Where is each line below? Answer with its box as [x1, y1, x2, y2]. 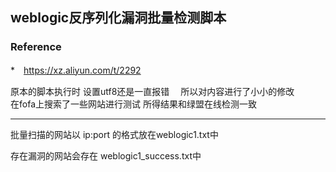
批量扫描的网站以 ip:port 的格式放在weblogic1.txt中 [10, 128, 219, 140]
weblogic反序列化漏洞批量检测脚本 [10, 9, 227, 27]
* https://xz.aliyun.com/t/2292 [10, 64, 142, 76]
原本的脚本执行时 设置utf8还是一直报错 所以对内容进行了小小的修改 [10, 85, 295, 97]
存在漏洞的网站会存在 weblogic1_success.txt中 [10, 149, 202, 162]
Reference [10, 40, 62, 54]
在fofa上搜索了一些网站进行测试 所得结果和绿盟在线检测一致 [10, 98, 257, 110]
